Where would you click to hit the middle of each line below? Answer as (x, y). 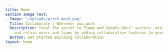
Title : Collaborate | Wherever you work (52, 24)
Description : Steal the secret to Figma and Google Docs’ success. (81, 28)
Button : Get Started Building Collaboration (57, 38)
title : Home (17, 10)
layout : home (19, 42)
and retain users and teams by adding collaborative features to (84, 33)
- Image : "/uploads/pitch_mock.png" (43, 19)
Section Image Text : (27, 14)
